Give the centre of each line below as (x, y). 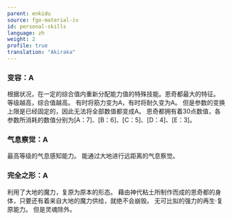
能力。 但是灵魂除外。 (44, 209)
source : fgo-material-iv (43, 20)
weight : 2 (21, 39)
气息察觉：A (28, 140)
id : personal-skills (37, 26)
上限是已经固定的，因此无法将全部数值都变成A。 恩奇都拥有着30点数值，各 (114, 111)
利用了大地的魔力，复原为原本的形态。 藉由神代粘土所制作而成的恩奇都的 (111, 192)
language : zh (26, 33)
